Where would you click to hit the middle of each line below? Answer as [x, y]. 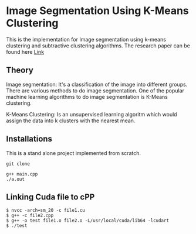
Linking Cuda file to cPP [50, 197]
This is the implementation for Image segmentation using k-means [86, 39]
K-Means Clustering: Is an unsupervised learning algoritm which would [92, 114]
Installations [29, 139]
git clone [18, 164]
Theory [20, 70]
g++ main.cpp [22, 174]
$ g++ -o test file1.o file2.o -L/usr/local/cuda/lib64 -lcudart [87, 221]
